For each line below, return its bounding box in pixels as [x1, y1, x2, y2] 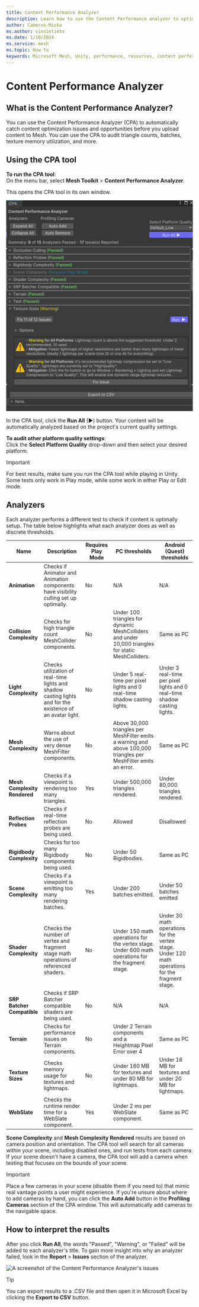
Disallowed [159, 818, 186, 825]
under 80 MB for [113, 1075, 154, 1082]
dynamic [113, 621, 134, 628]
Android [164, 542, 185, 549]
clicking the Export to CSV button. [6, 1293, 90, 1300]
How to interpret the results [6, 1225, 110, 1235]
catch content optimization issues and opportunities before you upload [6, 125, 179, 132]
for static [113, 646, 135, 653]
